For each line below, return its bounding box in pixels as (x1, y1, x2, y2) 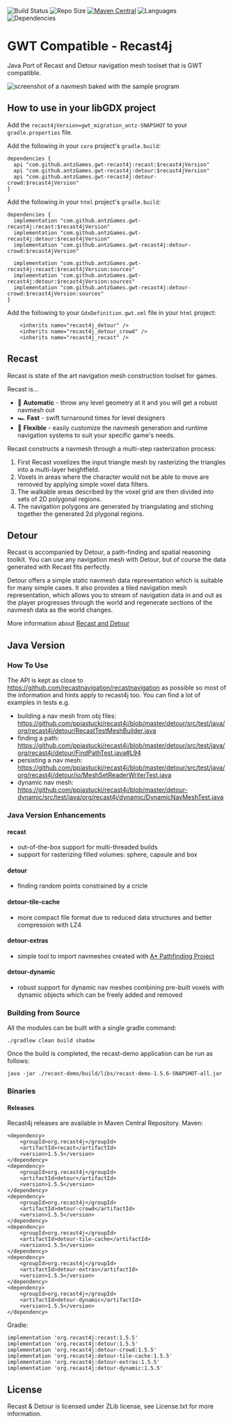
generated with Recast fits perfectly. (7, 563, 111, 571)
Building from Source (7, 1008, 81, 1018)
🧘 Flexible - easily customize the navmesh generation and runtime (17, 423, 208, 432)
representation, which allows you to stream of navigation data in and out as (7, 591, 223, 599)
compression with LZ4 (17, 920, 82, 929)
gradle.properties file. (7, 128, 73, 136)
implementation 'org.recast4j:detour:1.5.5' (7, 1340, 138, 1348)
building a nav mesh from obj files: (17, 712, 117, 720)
